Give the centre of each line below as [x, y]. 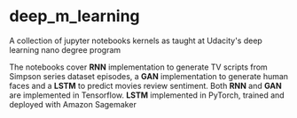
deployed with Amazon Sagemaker [73, 104]
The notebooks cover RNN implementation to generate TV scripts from [138, 67]
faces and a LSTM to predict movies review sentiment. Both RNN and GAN [145, 85]
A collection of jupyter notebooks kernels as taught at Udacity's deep [136, 41]
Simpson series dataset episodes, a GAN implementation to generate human [149, 76]
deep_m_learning [74, 16]
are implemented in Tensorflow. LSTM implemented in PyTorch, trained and [147, 95]
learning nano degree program [65, 49]
